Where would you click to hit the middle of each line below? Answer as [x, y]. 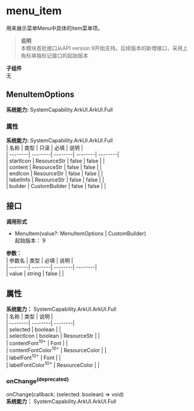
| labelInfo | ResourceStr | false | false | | [55, 180]
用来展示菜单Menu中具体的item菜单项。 [55, 28]
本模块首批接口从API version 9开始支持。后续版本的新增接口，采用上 [104, 48]
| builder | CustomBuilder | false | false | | [56, 186]
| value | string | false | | [35, 273]
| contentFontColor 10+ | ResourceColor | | [56, 350]
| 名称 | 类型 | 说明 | [30, 316]
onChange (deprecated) [38, 381]
